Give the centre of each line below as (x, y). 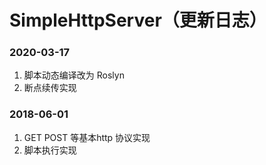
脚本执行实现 (50, 150)
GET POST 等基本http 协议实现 (87, 137)
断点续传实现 (50, 88)
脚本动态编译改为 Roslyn (74, 75)
